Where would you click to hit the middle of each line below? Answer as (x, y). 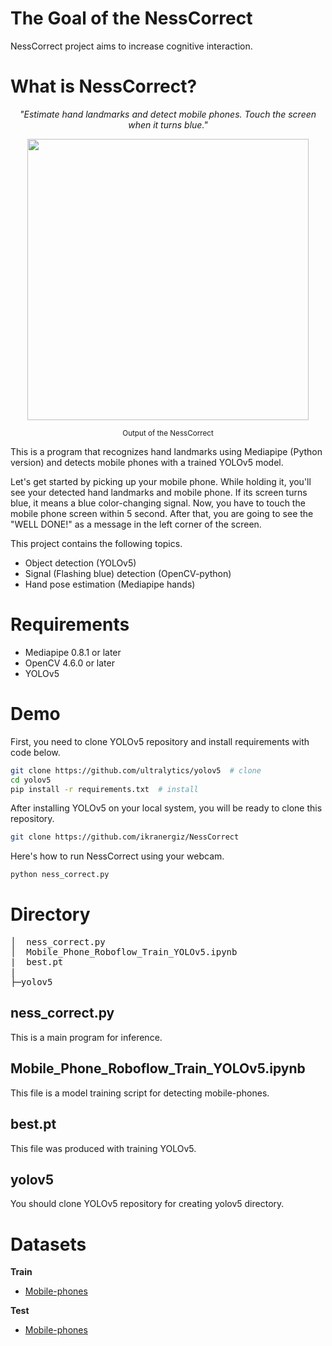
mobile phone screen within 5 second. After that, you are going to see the (162, 513)
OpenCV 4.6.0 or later (69, 663)
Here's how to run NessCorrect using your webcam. (117, 856)
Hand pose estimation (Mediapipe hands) (110, 584)
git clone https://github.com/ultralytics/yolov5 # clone (136, 770)
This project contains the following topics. (96, 543)
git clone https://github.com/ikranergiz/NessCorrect (125, 837)
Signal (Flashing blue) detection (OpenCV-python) (128, 573)
